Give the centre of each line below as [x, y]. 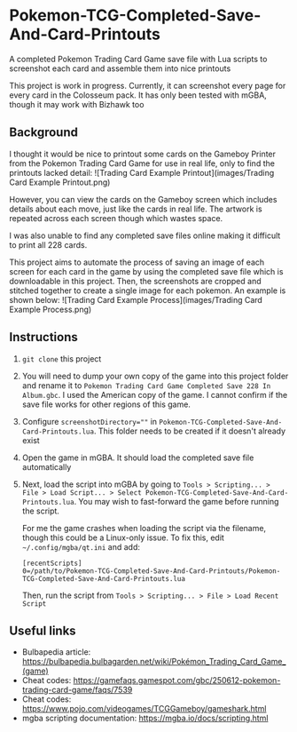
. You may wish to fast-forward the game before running [176, 501]
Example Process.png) [51, 309]
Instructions [43, 337]
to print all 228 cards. [48, 244]
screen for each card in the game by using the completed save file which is [146, 271]
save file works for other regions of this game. [106, 404]
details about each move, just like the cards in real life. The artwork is [136, 209]
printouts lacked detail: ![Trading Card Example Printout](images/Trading [142, 172]
